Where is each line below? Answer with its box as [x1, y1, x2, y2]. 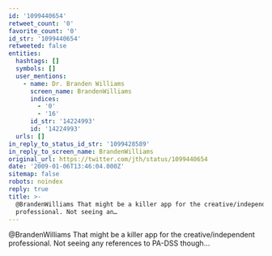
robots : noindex [8, 177, 63, 186]
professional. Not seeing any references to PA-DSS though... [8, 238, 210, 248]
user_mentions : [15, 72, 67, 80]
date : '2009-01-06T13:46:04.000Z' [8, 163, 125, 171]
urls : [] [15, 132, 45, 140]
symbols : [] [15, 65, 57, 73]
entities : [8, 49, 42, 58]
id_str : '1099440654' [8, 34, 82, 43]
